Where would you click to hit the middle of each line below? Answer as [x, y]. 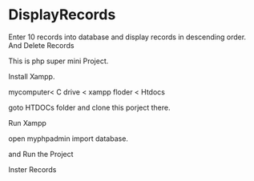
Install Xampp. [32, 76]
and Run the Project [41, 154]
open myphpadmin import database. [68, 139]
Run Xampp [27, 123]
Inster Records [32, 169]
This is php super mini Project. [58, 61]
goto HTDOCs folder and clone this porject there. [89, 107]
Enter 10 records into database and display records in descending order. [127, 37]
